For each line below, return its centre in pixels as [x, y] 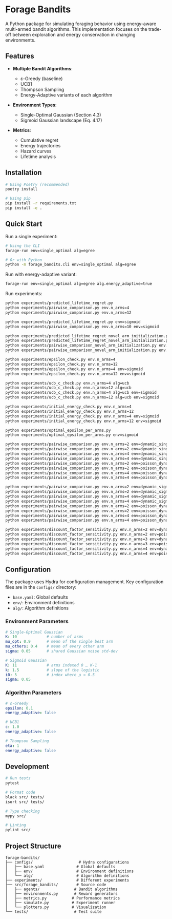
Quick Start [24, 224]
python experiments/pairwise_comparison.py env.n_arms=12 [68, 312]
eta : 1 [12, 745]
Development [27, 766]
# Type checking [23, 811]
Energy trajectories [40, 145]
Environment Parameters [37, 621]
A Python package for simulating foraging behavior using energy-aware [81, 24]
